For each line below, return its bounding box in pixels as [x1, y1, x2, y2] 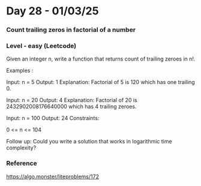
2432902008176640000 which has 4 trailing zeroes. [6, 103, 137, 110]
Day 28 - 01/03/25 [6, 4, 99, 18]
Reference [6, 159, 37, 167]
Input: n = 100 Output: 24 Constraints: [6, 115, 100, 122]
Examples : [6, 67, 34, 74]
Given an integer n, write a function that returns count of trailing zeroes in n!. [6, 55, 196, 62]
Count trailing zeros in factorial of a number [6, 26, 136, 34]
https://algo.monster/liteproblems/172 [6, 173, 99, 180]
